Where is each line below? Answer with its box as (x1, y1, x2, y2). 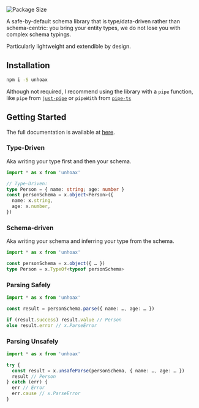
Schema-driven (6, 223, 54, 232)
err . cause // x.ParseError (12, 390, 81, 397)
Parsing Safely (6, 280, 51, 289)
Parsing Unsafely (6, 337, 59, 345)
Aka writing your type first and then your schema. (6, 157, 132, 165)
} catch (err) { (6, 379, 48, 385)
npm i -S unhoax (6, 77, 48, 83)
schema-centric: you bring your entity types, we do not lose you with (6, 25, 181, 31)
